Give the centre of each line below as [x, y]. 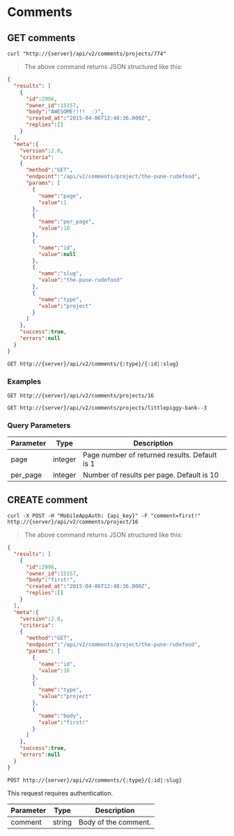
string [62, 822]
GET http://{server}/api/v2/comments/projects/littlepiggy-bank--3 [107, 408]
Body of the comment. [115, 822]
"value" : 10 [54, 228]
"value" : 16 [54, 670]
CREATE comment [48, 499]
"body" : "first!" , [51, 580]
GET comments [41, 38]
